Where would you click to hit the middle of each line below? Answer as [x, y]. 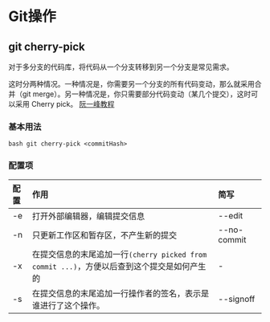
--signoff [237, 299]
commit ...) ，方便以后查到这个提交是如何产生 [119, 266]
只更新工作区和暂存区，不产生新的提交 [104, 235]
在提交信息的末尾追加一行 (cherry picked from [119, 254]
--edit [231, 215]
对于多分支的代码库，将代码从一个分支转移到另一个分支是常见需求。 [121, 67]
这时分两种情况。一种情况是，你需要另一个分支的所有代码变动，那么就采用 [131, 84]
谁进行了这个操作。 [68, 305]
